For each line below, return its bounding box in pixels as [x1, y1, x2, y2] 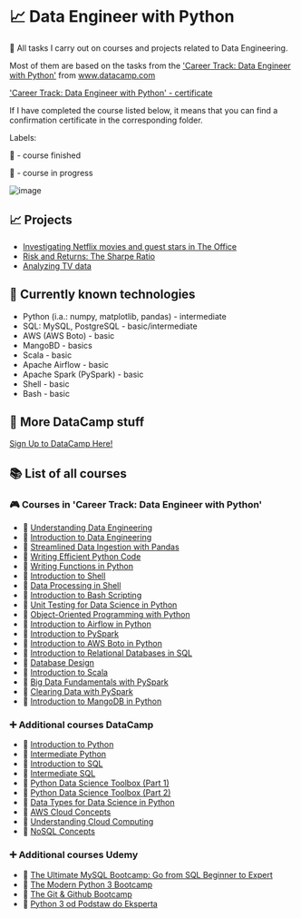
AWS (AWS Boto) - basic [22, 330, 115, 341]
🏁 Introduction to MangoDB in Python [22, 696, 162, 707]
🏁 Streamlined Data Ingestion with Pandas [22, 541, 180, 553]
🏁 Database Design [22, 657, 95, 668]
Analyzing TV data [22, 260, 92, 271]
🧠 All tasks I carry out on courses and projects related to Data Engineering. [9, 42, 288, 54]
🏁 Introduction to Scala [22, 667, 109, 678]
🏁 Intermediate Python [22, 749, 107, 760]
